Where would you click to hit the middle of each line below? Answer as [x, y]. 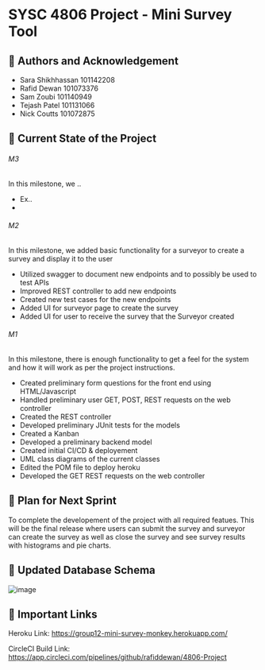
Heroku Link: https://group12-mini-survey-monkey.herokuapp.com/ [118, 633]
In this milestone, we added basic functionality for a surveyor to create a [126, 250]
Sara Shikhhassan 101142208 [67, 80]
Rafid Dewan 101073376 [59, 88]
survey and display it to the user [61, 258]
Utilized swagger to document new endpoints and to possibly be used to [138, 274]
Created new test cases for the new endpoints [95, 299]
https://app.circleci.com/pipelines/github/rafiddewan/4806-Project [118, 657]
